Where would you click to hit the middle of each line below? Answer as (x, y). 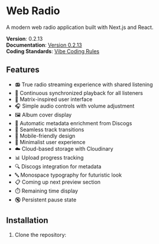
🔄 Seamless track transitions (49, 129)
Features (23, 70)
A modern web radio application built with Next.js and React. (80, 27)
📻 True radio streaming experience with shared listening (84, 84)
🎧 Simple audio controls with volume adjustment (74, 106)
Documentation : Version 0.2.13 (44, 45)
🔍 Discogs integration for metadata (58, 166)
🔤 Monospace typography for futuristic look (68, 175)
